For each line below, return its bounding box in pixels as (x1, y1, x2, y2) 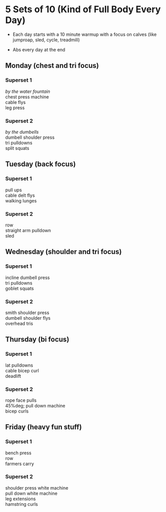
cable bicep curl (5, 367, 39, 373)
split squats (5, 145, 29, 151)
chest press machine (5, 93, 49, 100)
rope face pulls (5, 397, 37, 403)
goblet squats (5, 285, 34, 291)
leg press (5, 105, 25, 111)
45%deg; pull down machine (5, 402, 65, 408)
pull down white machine (5, 490, 57, 496)
